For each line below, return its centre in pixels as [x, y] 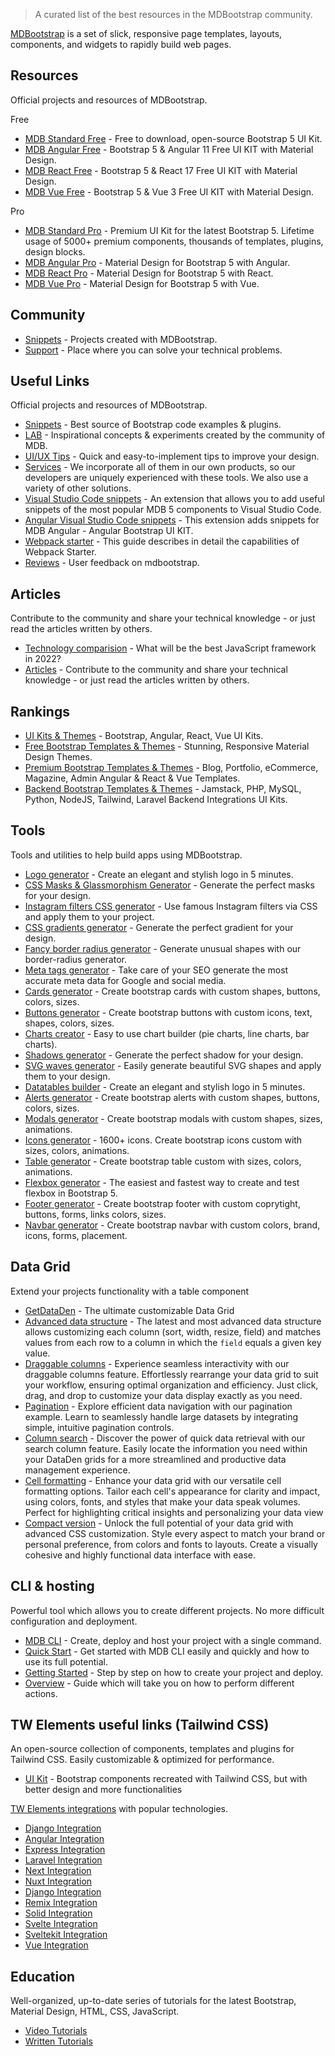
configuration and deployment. [74, 1621]
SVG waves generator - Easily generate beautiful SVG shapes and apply [173, 1065]
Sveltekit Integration [66, 1935]
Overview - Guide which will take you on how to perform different [159, 1683]
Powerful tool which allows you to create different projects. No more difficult [167, 1610]
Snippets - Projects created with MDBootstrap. [121, 339]
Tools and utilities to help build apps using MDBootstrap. [126, 855]
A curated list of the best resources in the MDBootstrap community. [173, 14]
